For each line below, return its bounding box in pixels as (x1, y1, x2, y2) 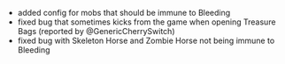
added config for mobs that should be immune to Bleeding (17, 8, 231, 18)
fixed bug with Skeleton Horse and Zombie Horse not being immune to (17, 35, 275, 46)
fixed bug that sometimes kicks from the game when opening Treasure (17, 17, 276, 27)
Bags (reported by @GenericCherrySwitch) (17, 26, 175, 36)
